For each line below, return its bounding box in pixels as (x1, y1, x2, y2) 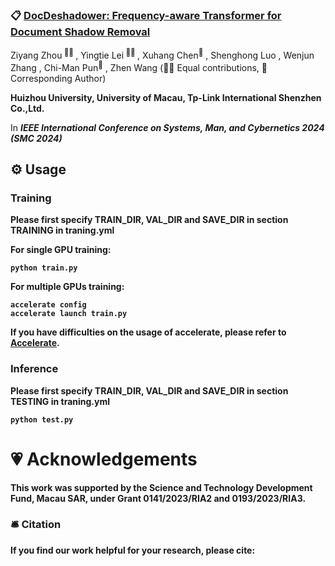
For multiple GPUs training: (10, 281, 125, 293)
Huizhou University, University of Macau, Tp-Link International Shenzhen (10, 91, 322, 103)
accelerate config (10, 300, 87, 310)
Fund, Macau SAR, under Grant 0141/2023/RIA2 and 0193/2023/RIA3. (10, 492, 307, 504)
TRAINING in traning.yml (10, 224, 115, 237)
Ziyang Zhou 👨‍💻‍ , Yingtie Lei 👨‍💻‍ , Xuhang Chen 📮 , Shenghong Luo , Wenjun (10, 48, 315, 61)
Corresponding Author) (10, 72, 107, 84)
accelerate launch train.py (10, 309, 128, 319)
